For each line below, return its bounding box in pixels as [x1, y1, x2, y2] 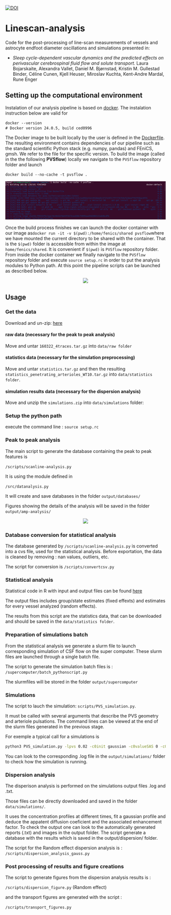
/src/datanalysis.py [5, 484, 49, 489]
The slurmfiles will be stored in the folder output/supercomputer [5, 678, 138, 684]
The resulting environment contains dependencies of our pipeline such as [5, 140, 160, 146]
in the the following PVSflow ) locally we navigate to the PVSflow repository [5, 156, 161, 162]
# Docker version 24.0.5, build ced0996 [5, 125, 93, 131]
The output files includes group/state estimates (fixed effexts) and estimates [5, 598, 165, 604]
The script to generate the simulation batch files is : [5, 663, 113, 669]
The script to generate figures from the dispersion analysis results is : [5, 874, 151, 880]
